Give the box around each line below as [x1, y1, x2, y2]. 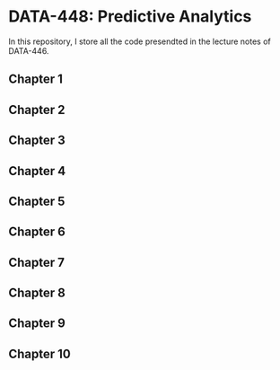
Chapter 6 [8, 225, 66, 240]
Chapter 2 [8, 101, 66, 118]
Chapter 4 [8, 163, 66, 179]
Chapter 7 [8, 254, 65, 270]
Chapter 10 [8, 346, 71, 361]
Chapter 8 [8, 286, 66, 301]
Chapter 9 [8, 316, 66, 331]
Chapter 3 [8, 133, 66, 148]
